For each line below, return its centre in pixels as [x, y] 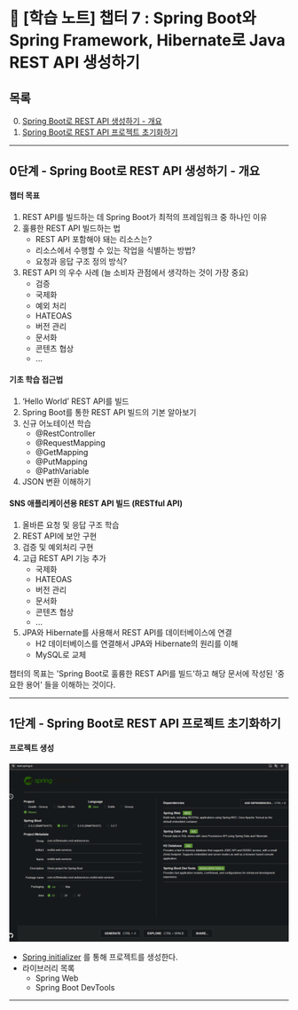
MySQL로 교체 [61, 655]
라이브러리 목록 [48, 968]
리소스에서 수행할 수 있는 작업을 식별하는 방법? [115, 250]
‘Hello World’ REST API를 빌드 [75, 401]
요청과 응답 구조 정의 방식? [81, 261]
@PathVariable [62, 470]
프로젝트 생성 [32, 747]
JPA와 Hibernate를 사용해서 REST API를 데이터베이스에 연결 [127, 632]
